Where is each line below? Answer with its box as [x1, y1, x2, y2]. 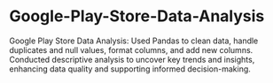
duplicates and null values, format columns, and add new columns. [9, 44, 253, 55]
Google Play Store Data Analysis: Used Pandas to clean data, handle [9, 35, 259, 46]
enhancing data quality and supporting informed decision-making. [9, 64, 251, 74]
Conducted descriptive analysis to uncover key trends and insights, [9, 54, 255, 64]
